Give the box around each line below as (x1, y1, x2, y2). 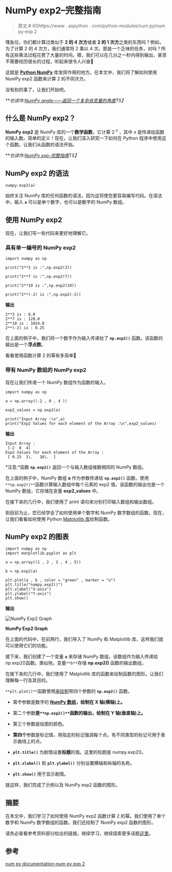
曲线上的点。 (17, 738, 45, 745)
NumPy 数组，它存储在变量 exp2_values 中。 (5, 487, 101, 494)
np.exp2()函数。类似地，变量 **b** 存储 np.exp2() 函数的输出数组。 (5, 660, 146, 666)
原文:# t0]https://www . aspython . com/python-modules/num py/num (17, 23, 165, 29)
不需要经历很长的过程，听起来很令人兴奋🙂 (5, 58, 94, 64)
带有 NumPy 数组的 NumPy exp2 (5, 367, 87, 374)
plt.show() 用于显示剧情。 (12, 771, 69, 777)
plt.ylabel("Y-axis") (5, 591, 52, 596)
